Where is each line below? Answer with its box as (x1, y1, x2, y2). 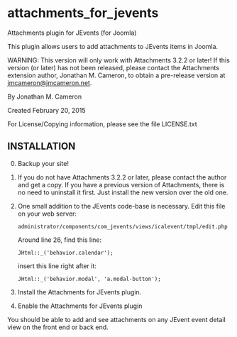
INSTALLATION (7, 140, 76, 153)
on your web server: (17, 209, 77, 218)
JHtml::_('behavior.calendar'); (17, 249, 114, 256)
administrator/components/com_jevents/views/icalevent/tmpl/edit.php (17, 223, 228, 230)
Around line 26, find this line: (17, 236, 101, 244)
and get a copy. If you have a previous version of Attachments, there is (17, 180, 225, 189)
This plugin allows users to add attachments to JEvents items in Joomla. (7, 42, 219, 50)
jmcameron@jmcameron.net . (7, 78, 92, 87)
